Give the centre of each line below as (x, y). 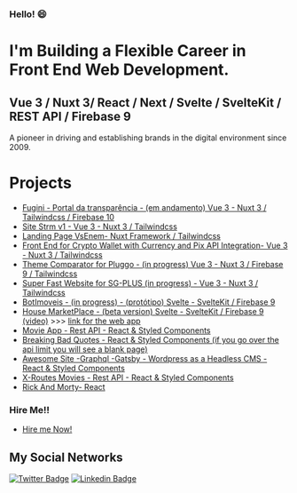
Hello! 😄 (28, 14)
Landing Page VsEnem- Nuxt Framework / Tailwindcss (121, 235)
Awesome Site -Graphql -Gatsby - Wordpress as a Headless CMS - (145, 358)
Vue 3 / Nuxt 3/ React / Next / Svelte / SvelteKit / (145, 103)
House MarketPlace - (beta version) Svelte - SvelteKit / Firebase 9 (143, 311)
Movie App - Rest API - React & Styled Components (116, 330)
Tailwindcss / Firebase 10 (68, 217)
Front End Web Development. (119, 70)
